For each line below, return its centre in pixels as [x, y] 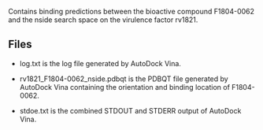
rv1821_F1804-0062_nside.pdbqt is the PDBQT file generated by [124, 79]
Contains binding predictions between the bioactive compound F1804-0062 [131, 11]
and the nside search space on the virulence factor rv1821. [103, 20]
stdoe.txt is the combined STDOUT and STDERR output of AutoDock [130, 110]
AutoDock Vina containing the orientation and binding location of [125, 87]
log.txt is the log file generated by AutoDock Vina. [100, 63]
